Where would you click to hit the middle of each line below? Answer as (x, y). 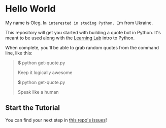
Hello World (30, 9)
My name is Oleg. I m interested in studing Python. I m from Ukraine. (79, 23)
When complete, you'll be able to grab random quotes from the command (82, 47)
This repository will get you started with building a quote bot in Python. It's (83, 32)
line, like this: (19, 53)
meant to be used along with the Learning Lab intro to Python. (70, 38)
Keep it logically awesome (45, 72)
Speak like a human (38, 92)
